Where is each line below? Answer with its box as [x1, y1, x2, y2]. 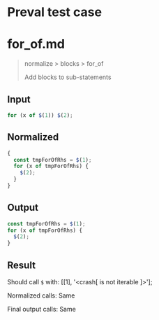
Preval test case [7, 4, 103, 20]
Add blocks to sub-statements [24, 73, 112, 81]
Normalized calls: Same [7, 291, 75, 300]
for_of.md [7, 36, 65, 53]
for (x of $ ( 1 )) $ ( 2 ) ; [7, 111, 73, 119]
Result [7, 259, 36, 271]
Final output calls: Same [7, 305, 77, 313]
